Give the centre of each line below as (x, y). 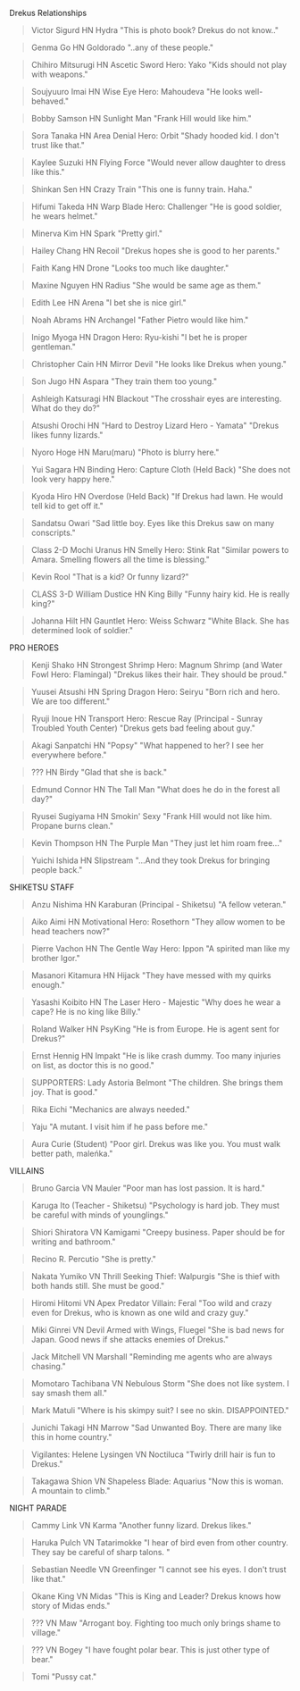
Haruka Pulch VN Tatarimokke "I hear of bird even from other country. (159, 1543)
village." (46, 1632)
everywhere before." (69, 755)
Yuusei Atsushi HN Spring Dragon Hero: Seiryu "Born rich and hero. (155, 692)
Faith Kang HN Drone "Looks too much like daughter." (130, 268)
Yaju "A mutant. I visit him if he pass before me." (119, 1126)
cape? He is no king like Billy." (86, 1012)
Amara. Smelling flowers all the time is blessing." (120, 559)
